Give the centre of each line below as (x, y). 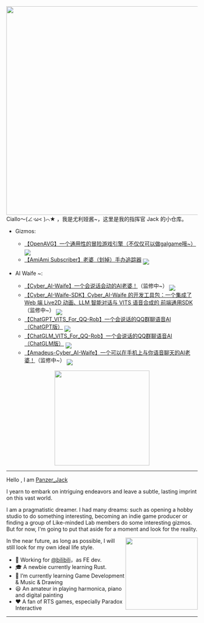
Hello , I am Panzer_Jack (37, 480)
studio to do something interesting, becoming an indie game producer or (97, 516)
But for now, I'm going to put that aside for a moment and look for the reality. (102, 529)
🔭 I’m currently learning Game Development (70, 576)
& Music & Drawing (39, 582)
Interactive (29, 608)
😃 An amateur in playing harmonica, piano (68, 589)
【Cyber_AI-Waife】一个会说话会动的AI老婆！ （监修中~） (96, 286)
